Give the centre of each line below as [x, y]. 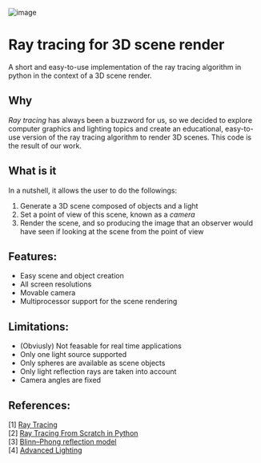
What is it [32, 171]
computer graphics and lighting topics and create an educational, [116, 128]
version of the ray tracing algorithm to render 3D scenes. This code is [137, 137]
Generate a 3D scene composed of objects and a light [109, 205]
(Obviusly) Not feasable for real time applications [100, 346]
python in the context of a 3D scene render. [80, 75]
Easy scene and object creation [72, 276]
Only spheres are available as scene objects [92, 363]
